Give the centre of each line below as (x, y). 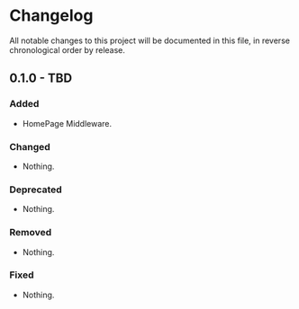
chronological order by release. (68, 49)
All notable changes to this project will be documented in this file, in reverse (150, 40)
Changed (30, 146)
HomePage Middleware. (67, 123)
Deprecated (36, 190)
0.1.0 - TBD (41, 79)
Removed (31, 233)
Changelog (51, 16)
